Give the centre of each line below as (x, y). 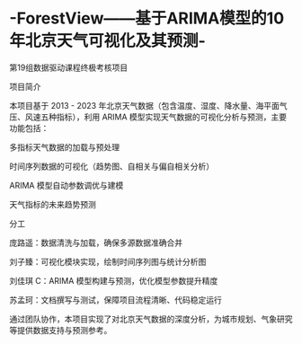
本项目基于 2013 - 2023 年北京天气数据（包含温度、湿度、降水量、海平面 (145, 105)
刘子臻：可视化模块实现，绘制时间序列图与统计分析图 (108, 261)
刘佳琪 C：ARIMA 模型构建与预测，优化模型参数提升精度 (114, 280)
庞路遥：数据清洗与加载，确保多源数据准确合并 (96, 243)
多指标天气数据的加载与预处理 (64, 147)
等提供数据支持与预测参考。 (61, 330)
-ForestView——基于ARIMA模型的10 (147, 18)
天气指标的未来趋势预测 (53, 204)
